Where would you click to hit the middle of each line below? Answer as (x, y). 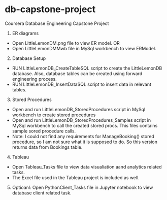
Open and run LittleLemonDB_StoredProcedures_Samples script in (81, 120)
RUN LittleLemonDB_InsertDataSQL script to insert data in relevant (82, 84)
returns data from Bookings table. (47, 147)
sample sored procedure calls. (44, 131)
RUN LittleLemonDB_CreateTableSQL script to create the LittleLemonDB (87, 68)
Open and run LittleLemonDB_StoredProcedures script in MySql (79, 109)
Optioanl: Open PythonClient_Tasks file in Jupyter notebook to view (82, 187)
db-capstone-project (50, 9)
